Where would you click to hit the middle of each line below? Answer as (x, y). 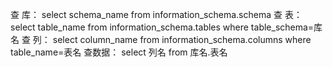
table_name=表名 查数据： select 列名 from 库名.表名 (119, 52)
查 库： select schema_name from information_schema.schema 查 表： (156, 14)
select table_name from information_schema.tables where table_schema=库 (166, 27)
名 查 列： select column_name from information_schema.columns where (161, 39)
